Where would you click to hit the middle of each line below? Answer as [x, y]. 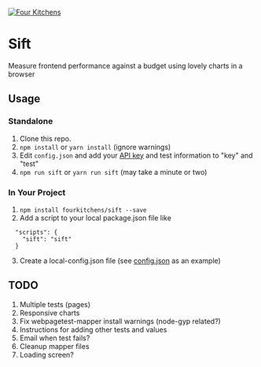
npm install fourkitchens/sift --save [83, 210]
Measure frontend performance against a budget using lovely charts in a [125, 65]
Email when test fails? [55, 338]
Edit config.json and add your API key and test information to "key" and [136, 155]
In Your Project [37, 192]
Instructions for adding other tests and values [93, 329]
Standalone [31, 121]
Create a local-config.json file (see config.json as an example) [120, 261]
